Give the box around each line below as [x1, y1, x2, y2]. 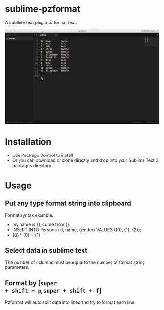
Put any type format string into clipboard [5, 199, 131, 208]
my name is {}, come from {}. [12, 221, 71, 228]
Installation [5, 136, 52, 147]
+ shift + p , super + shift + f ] [5, 286, 102, 294]
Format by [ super [5, 279, 57, 287]
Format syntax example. [5, 212, 54, 218]
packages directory [12, 163, 52, 169]
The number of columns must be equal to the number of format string [5, 259, 145, 265]
